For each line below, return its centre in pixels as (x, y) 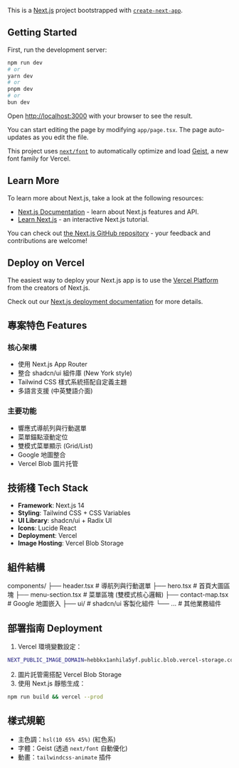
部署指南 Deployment (55, 628)
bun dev (19, 102)
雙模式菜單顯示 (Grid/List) (55, 445)
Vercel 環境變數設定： (50, 647)
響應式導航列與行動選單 (52, 428)
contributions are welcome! (47, 240)
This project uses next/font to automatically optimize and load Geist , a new (118, 151)
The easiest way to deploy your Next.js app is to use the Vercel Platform (113, 280)
